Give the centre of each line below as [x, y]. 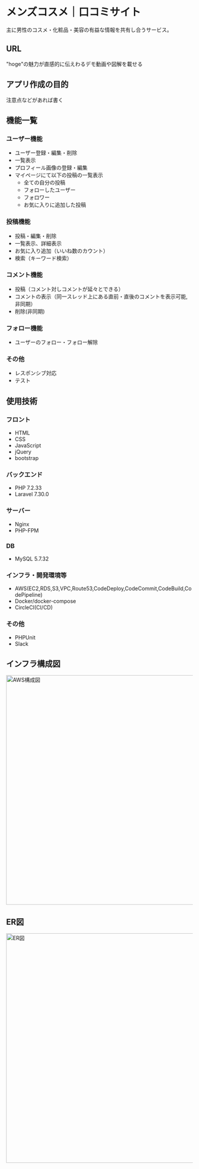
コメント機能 [25, 275]
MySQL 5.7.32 [32, 559]
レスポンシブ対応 [36, 373]
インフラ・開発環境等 [36, 575]
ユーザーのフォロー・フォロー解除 [56, 342]
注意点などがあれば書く [35, 100]
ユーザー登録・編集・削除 [46, 153]
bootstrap [27, 458]
